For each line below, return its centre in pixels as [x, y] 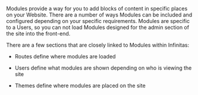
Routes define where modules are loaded [65, 56]
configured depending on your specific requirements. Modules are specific [98, 21]
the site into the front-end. [38, 34]
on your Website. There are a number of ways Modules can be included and [99, 15]
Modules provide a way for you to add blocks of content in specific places [97, 9]
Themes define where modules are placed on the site [80, 86]
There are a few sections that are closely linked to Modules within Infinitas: [98, 45]
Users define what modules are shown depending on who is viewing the [103, 68]
